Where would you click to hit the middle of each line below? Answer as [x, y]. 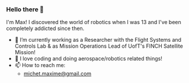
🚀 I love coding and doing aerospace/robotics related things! [89, 59]
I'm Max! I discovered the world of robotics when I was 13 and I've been [94, 22]
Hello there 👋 [25, 9]
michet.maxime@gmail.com [57, 74]
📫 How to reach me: [40, 65]
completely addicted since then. [45, 28]
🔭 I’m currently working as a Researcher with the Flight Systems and [98, 40]
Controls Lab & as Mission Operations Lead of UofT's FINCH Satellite [99, 46]
